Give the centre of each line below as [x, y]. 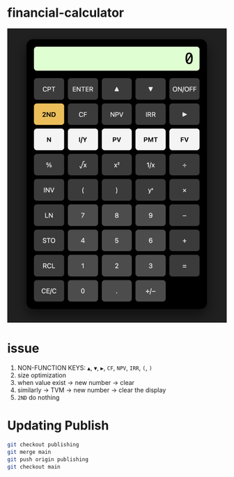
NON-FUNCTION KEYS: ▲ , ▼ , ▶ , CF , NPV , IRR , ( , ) [85, 368]
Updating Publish [58, 425]
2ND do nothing [38, 397]
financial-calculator [65, 13]
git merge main [29, 452]
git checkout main [34, 467]
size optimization [42, 375]
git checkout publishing [43, 445]
